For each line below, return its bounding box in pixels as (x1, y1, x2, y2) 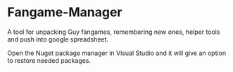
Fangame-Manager (7, 4, 122, 20)
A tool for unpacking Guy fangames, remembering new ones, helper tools (7, 28, 220, 36)
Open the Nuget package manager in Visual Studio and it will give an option (7, 49, 227, 57)
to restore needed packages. (7, 56, 92, 64)
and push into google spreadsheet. (7, 35, 109, 43)
